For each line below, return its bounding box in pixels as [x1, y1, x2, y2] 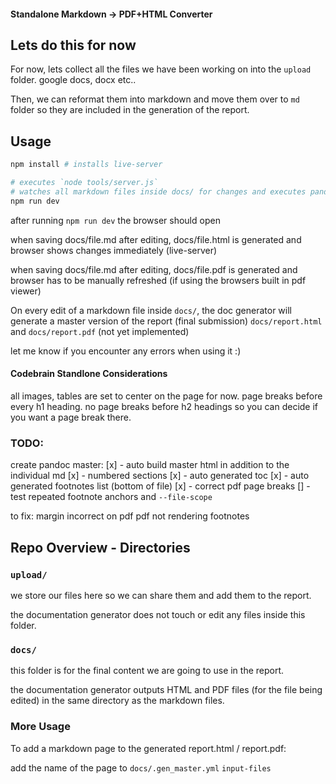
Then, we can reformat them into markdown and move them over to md [10, 93, 300, 105]
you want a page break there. [10, 411, 132, 423]
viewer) [10, 285, 42, 297]
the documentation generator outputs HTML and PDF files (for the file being [10, 684, 323, 696]
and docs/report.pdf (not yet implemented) [10, 325, 190, 337]
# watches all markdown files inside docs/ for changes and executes [10, 186, 307, 197]
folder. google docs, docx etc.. [10, 74, 137, 86]
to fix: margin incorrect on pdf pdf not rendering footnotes [10, 510, 250, 522]
